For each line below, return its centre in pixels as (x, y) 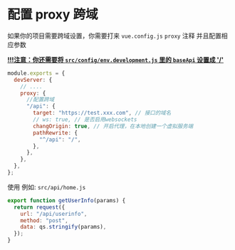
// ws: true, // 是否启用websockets (85, 120)
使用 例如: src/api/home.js (47, 187)
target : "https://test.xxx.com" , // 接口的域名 (102, 113)
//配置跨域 (40, 100)
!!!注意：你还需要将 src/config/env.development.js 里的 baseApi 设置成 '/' (116, 59)
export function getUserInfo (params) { (67, 200)
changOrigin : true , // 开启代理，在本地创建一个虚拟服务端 (113, 126)
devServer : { (33, 80)
